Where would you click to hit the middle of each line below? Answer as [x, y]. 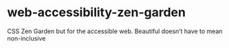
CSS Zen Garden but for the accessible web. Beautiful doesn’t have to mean [115, 31]
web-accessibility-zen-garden [96, 13]
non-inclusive [26, 38]
